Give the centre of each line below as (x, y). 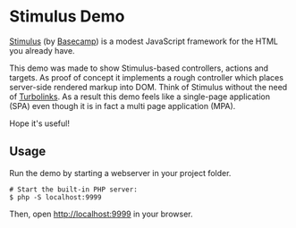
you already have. (42, 50)
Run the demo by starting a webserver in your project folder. (120, 173)
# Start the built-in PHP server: (74, 190)
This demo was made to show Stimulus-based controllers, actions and (139, 68)
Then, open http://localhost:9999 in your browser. (101, 214)
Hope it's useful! (39, 123)
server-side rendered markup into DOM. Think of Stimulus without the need (148, 87)
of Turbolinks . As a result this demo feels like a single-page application (140, 97)
